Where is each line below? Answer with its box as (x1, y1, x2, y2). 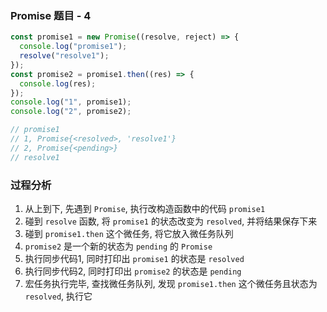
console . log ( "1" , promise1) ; (10, 97, 132, 107)
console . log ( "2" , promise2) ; (10, 107, 132, 117)
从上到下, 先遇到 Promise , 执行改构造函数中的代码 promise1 (24, 202, 266, 214)
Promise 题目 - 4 (10, 8, 92, 22)
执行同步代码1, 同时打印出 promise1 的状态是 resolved (24, 252, 245, 264)
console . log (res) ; (19, 78, 97, 89)
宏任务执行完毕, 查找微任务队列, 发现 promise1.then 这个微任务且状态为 (24, 277, 318, 289)
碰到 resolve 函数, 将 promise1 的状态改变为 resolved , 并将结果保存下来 (24, 215, 318, 227)
